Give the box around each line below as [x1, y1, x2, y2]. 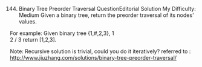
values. [18, 18, 37, 25]
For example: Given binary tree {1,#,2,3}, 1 [10, 30, 114, 37]
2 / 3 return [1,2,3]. [10, 36, 57, 43]
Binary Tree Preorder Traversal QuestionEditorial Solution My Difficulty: [18, 5, 196, 12]
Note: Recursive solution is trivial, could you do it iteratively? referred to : [10, 48, 191, 55]
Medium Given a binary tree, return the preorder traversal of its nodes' [18, 11, 194, 19]
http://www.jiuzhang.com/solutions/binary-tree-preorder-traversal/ [10, 54, 177, 61]
